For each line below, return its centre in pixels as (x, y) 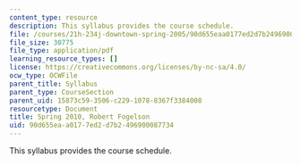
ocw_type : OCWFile (43, 76)
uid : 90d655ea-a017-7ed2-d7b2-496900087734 (92, 126)
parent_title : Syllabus (54, 84)
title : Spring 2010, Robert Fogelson (80, 117)
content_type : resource (54, 17)
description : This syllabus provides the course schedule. (122, 26)
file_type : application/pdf (62, 51)
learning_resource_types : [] (64, 59)
